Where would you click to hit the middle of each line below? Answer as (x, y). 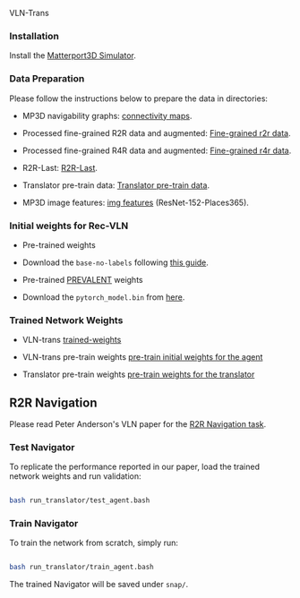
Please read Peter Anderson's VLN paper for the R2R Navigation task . (138, 424)
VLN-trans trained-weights (72, 340)
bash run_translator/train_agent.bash (81, 568)
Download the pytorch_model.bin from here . (103, 297)
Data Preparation (47, 79)
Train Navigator (44, 524)
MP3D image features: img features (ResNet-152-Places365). (135, 202)
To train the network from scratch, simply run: (94, 543)
